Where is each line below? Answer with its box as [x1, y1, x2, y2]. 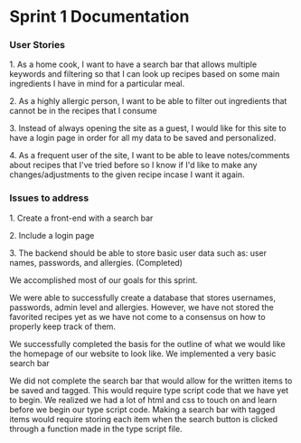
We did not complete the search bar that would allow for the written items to [9, 375, 293, 386]
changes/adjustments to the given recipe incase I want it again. [9, 169, 245, 180]
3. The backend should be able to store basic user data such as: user [9, 247, 267, 259]
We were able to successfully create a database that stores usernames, [9, 292, 276, 303]
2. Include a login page [9, 230, 95, 240]
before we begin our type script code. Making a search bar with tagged [9, 404, 276, 415]
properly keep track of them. [9, 321, 116, 332]
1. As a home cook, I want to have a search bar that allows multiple [9, 59, 258, 70]
